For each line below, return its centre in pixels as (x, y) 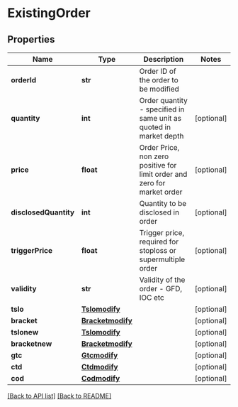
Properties (31, 39)
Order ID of (158, 71)
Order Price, (159, 147)
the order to (159, 80)
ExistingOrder (49, 13)
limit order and (163, 174)
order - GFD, (161, 289)
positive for (158, 165)
